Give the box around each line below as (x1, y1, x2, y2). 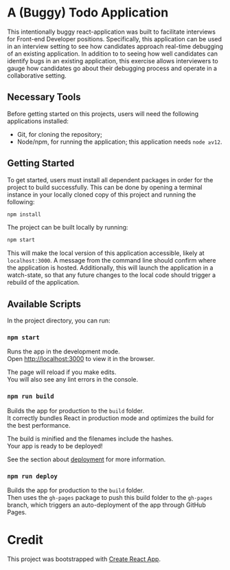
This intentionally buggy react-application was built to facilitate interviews (7, 28, 216, 36)
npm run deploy (7, 472, 58, 480)
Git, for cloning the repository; (16, 130, 103, 138)
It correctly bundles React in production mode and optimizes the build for (7, 414, 214, 422)
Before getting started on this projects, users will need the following (7, 109, 199, 118)
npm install (7, 211, 41, 218)
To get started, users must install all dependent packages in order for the (7, 175, 214, 184)
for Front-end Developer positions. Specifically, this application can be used (7, 34, 222, 43)
